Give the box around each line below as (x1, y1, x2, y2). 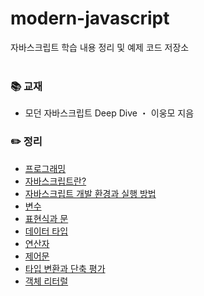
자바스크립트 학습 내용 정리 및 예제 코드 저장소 (10, 41, 190, 53)
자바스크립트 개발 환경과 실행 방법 (24, 187, 157, 199)
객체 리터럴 (24, 275, 69, 287)
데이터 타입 (24, 225, 69, 237)
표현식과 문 (24, 212, 69, 224)
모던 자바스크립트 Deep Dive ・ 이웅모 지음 (24, 107, 195, 119)
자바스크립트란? (24, 175, 87, 187)
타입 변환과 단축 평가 (24, 262, 106, 274)
